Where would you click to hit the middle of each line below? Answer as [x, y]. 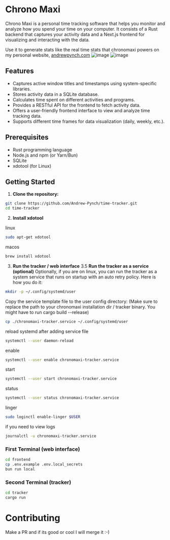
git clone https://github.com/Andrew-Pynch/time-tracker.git [71, 203]
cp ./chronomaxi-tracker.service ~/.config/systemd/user [67, 322]
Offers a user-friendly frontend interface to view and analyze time [81, 110]
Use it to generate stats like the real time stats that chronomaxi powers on [82, 49]
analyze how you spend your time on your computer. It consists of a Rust [81, 29]
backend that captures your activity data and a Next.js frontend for [75, 34]
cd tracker [17, 493]
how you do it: [27, 282]
